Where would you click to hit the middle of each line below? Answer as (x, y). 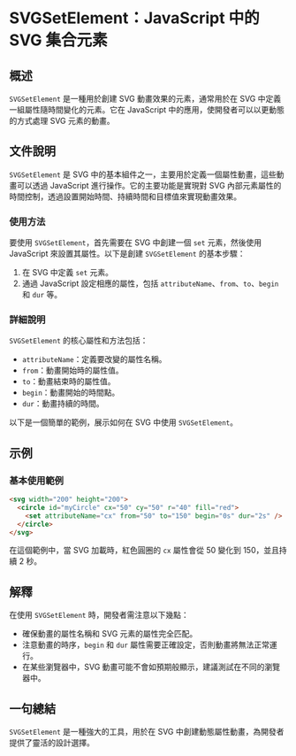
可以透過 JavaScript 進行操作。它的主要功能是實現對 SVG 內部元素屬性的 (149, 185)
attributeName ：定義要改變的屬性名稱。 (94, 359)
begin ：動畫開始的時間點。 (71, 393)
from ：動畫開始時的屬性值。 (72, 370)
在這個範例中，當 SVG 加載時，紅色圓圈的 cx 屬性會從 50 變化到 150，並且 (144, 551)
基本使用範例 (37, 481)
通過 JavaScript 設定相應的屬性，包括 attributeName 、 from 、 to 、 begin (150, 283)
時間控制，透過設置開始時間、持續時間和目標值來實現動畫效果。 (125, 197)
